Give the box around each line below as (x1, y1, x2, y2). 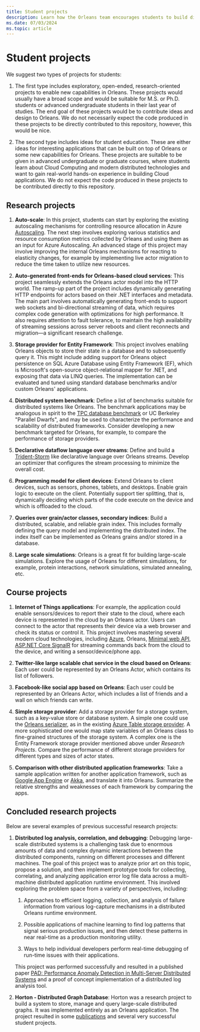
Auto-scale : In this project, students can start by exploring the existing (14, 216, 189, 223)
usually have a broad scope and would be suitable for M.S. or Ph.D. (14, 95, 180, 102)
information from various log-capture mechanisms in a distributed (23, 903, 186, 910)
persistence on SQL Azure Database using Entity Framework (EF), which (14, 360, 192, 367)
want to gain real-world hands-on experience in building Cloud (14, 170, 169, 177)
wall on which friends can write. (14, 696, 93, 703)
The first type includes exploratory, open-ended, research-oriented (14, 82, 180, 90)
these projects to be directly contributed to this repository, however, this (14, 121, 192, 128)
